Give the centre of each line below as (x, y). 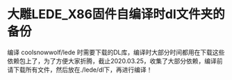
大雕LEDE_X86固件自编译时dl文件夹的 (116, 14)
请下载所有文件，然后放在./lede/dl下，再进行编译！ (80, 70)
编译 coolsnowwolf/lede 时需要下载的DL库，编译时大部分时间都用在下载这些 (116, 52)
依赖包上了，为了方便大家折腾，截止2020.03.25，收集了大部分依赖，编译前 (115, 61)
